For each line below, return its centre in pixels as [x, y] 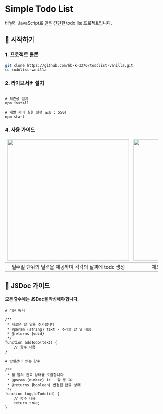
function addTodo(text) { [31, 342]
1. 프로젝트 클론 [22, 55]
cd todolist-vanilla [26, 70]
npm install [17, 103]
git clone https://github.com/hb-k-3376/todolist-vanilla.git [69, 65]
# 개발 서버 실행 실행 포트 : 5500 [36, 112]
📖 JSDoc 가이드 [28, 286]
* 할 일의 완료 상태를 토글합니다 [35, 375]
